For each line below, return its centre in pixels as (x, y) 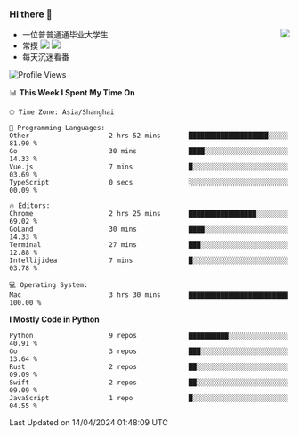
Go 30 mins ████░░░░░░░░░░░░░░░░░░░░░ (149, 152)
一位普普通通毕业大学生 (65, 35)
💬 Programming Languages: (57, 128)
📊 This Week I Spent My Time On (72, 93)
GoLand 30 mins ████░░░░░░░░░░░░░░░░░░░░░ (149, 230)
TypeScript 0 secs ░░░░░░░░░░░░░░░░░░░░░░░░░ (149, 183)
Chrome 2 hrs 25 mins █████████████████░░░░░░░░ (149, 214)
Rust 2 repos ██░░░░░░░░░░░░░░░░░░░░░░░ (149, 367)
